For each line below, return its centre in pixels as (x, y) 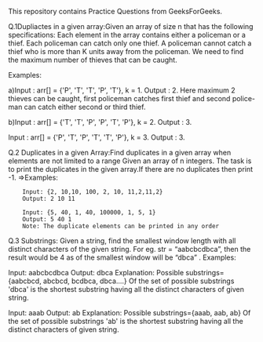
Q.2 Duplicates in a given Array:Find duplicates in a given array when (120, 153)
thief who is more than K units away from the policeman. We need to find (126, 51)
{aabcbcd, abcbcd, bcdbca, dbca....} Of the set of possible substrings (121, 281)
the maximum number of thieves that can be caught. (93, 60)
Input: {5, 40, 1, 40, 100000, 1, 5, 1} (89, 213)
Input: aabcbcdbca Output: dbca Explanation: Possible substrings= (117, 273)
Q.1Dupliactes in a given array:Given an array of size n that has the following (131, 26)
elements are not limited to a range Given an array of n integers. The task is (130, 161)
